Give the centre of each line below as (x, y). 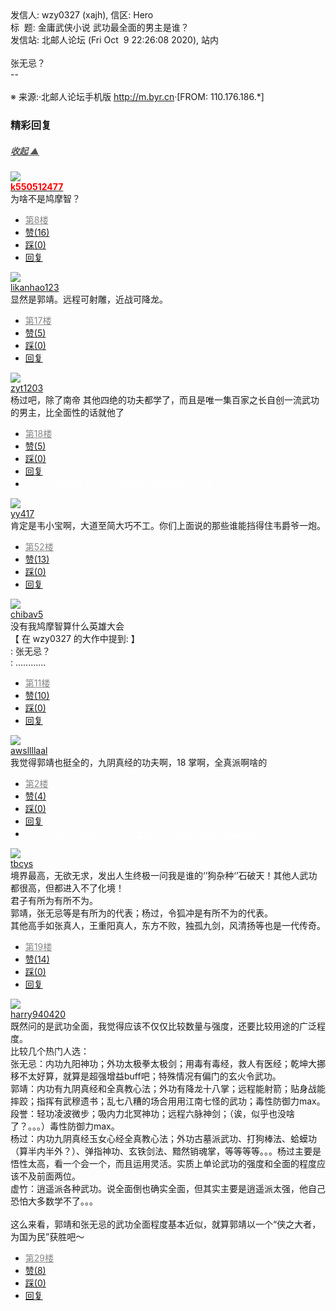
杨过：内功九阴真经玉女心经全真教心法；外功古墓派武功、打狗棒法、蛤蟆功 (163, 1138)
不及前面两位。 (49, 1176)
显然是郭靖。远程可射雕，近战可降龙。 (89, 299)
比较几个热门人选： (50, 1051)
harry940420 (38, 1014)
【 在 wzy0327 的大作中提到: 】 (75, 638)
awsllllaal (29, 750)
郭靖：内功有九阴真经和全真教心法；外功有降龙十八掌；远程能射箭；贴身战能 (168, 1088)
